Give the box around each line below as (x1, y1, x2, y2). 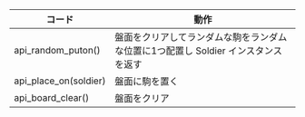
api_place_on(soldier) (14, 74, 106, 87)
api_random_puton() (14, 44, 102, 56)
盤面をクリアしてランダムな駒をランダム (114, 31, 288, 44)
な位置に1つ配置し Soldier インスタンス (114, 44, 283, 57)
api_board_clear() (14, 92, 89, 103)
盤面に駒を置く (114, 75, 179, 87)
